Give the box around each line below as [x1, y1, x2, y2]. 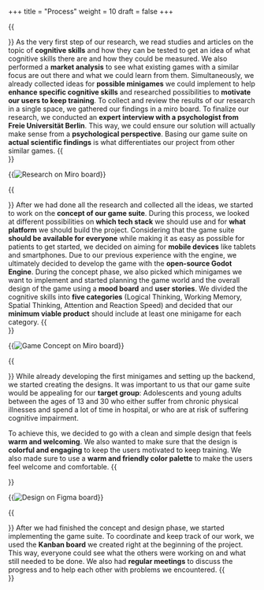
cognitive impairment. [8, 414, 79, 422]
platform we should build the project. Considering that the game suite [8, 225, 235, 235]
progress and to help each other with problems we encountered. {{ [8, 565, 225, 574]
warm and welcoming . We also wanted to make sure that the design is [8, 437, 238, 446]
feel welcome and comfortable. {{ [8, 462, 117, 471]
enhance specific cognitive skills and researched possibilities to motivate [8, 87, 251, 97]
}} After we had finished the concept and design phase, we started [8, 523, 225, 532]
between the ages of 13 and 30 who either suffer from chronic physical [8, 397, 239, 406]
